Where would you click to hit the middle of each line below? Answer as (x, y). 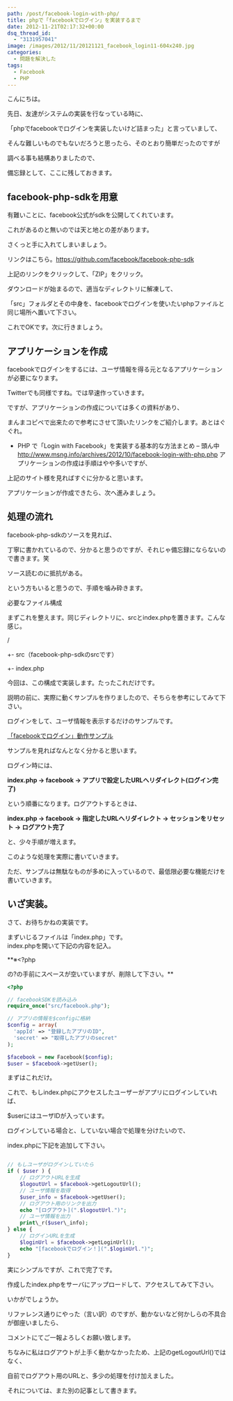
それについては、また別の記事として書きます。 (74, 1390)
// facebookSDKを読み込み (42, 1000)
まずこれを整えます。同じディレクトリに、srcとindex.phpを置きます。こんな (116, 617)
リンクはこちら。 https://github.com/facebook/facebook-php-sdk (101, 259)
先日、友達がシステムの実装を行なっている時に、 (77, 114)
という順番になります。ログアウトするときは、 (74, 803)
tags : (15, 65)
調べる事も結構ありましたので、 (53, 158)
